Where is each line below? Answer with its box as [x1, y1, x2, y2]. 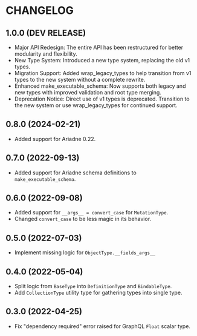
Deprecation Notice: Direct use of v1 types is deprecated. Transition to [14, 95, 190, 102]
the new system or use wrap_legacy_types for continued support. [14, 102, 178, 109]
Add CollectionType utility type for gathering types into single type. [14, 289, 182, 297]
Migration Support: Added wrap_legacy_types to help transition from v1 [14, 70, 192, 76]
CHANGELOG [5, 4, 74, 18]
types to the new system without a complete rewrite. [14, 76, 146, 83]
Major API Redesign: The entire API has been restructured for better [14, 44, 184, 51]
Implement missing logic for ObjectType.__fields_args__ [14, 249, 155, 256]
